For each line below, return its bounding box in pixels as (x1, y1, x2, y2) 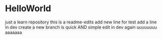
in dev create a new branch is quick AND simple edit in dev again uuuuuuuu (5, 24, 157, 30)
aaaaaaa (5, 29, 22, 35)
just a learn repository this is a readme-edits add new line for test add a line (5, 19, 157, 25)
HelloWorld (5, 3, 51, 14)
